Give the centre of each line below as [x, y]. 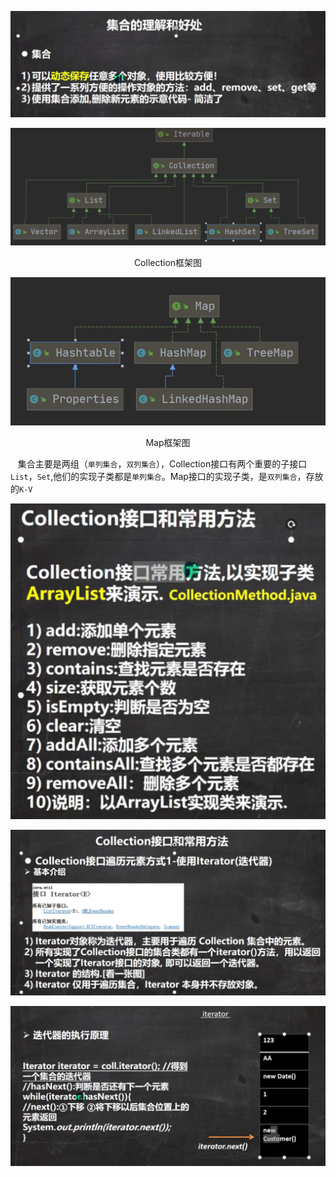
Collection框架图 [168, 263]
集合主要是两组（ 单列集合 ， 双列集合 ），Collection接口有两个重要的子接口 [162, 463]
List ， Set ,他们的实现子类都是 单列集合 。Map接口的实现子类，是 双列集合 [154, 476]
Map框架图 [168, 442]
